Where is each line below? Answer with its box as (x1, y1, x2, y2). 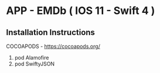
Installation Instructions (6, 27, 96, 37)
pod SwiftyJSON (14, 60, 55, 67)
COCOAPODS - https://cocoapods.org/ (6, 43, 101, 50)
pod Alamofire (14, 54, 49, 61)
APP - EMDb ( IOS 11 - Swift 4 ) (6, 4, 155, 18)
